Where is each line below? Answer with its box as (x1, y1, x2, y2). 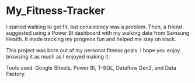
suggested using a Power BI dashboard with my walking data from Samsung (6, 29, 190, 36)
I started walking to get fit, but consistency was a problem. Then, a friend (6, 23, 182, 30)
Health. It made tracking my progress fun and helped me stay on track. (6, 35, 176, 42)
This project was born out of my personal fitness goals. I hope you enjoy (6, 46, 180, 53)
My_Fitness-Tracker (6, 4, 105, 17)
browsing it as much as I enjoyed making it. (6, 53, 110, 60)
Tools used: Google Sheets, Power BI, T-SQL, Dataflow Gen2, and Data (6, 64, 177, 71)
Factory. (6, 70, 26, 77)
